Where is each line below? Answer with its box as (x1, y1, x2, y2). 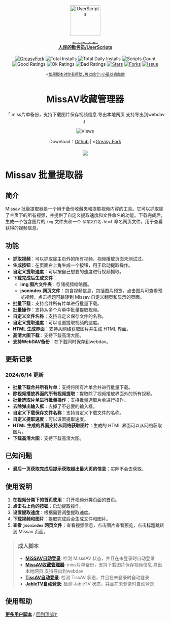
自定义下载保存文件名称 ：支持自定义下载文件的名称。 (12, 409, 124, 416)
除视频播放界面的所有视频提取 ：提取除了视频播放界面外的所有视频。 (12, 390, 155, 397)
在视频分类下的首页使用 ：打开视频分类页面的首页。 (12, 497, 120, 503)
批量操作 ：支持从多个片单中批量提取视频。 (12, 306, 102, 313)
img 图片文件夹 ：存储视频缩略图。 (20, 281, 92, 287)
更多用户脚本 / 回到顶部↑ (5, 611, 58, 617)
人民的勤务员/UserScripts (58, 44, 113, 50)
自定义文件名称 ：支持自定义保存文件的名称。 (12, 313, 107, 319)
